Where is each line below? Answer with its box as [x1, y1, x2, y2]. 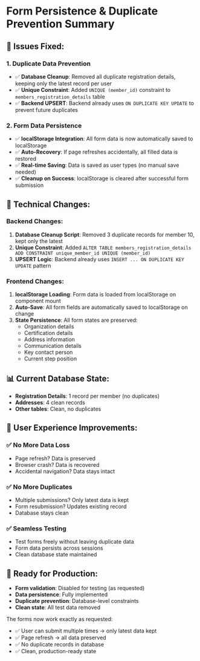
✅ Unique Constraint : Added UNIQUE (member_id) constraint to [15, 86, 171, 93]
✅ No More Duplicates [6, 483, 73, 491]
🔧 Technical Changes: [6, 199, 91, 209]
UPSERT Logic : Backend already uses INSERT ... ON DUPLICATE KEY [15, 255, 184, 262]
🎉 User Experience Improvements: [6, 423, 138, 433]
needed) [15, 168, 36, 176]
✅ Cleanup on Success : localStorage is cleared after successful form [15, 175, 189, 182]
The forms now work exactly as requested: [6, 616, 113, 623]
